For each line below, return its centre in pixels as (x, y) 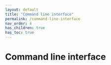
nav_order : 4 (18, 23)
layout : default (22, 10)
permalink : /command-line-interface (43, 19)
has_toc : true (20, 32)
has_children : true (25, 28)
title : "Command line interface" (39, 14)
